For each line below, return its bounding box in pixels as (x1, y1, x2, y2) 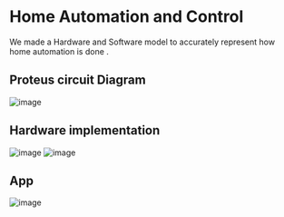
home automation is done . (9, 45, 109, 56)
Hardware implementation (9, 123, 161, 138)
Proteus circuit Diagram (9, 73, 147, 88)
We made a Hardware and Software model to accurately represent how (9, 36, 275, 47)
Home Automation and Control (9, 6, 244, 27)
